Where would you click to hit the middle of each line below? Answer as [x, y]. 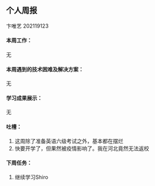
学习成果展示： [24, 98]
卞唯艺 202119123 [27, 26]
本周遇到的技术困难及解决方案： [45, 69]
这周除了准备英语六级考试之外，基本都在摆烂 [69, 141]
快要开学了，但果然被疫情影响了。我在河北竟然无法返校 [82, 148]
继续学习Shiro [31, 177]
